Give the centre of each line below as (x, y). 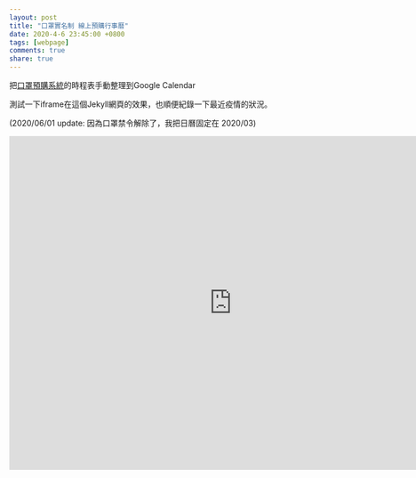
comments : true (37, 51)
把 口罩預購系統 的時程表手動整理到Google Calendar (102, 85)
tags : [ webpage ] (39, 42)
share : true (31, 59)
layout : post (33, 17)
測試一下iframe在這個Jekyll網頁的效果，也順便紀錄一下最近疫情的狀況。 (141, 104)
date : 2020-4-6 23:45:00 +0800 (67, 34)
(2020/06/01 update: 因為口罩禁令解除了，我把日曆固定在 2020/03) (133, 123)
